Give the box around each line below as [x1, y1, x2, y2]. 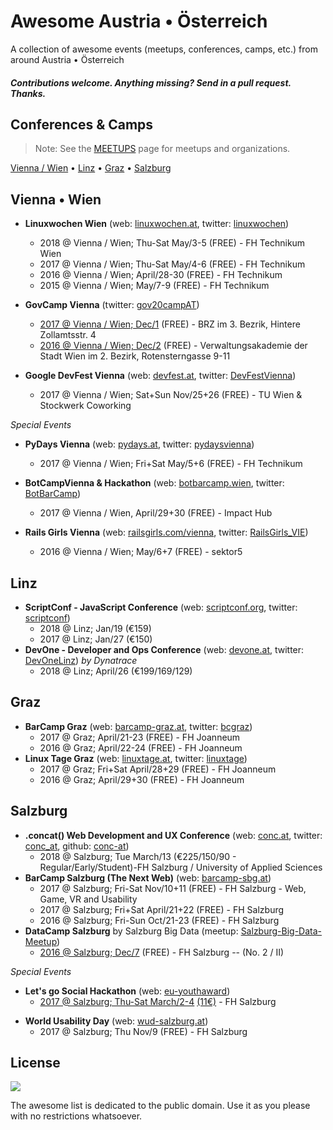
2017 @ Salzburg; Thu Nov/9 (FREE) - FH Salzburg [39, 1025, 248, 1037]
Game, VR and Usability [39, 893, 138, 905]
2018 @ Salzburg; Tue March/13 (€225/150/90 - [39, 850, 237, 862]
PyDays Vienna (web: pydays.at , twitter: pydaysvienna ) [24, 438, 255, 450]
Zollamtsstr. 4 [39, 329, 97, 341]
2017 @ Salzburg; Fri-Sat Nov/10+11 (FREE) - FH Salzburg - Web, [39, 882, 307, 894]
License [10, 1054, 61, 1071]
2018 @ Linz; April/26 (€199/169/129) [39, 665, 193, 677]
